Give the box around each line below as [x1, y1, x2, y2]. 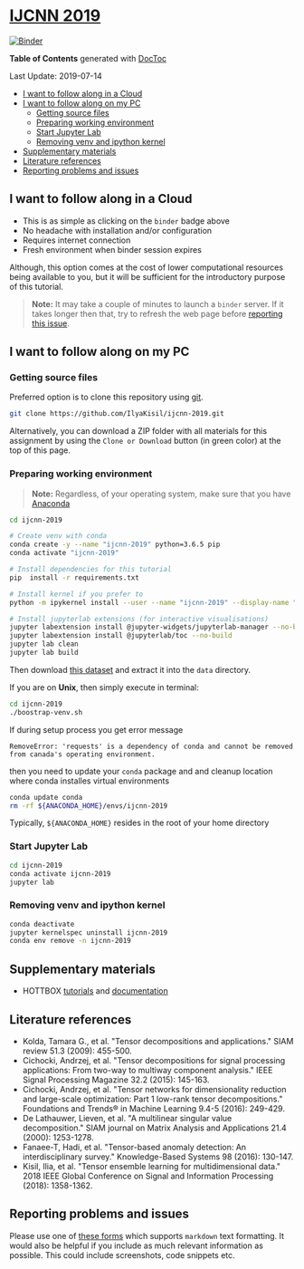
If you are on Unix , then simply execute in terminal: [9, 681, 199, 693]
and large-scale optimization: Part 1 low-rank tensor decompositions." [22, 1093, 283, 1104]
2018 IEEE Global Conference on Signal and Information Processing [22, 1170, 274, 1181]
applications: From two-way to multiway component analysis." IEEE [22, 1064, 273, 1075]
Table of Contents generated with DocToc [9, 53, 167, 63]
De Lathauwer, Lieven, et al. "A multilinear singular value [22, 1112, 233, 1123]
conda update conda [9, 793, 83, 802]
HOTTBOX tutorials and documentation [22, 985, 169, 996]
